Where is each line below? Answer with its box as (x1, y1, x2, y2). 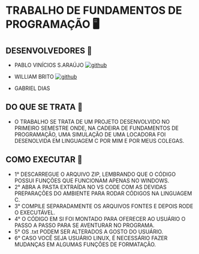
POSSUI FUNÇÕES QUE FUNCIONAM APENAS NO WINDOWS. (14, 177, 170, 184)
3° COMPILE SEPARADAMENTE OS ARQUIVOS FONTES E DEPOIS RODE (14, 202, 194, 210)
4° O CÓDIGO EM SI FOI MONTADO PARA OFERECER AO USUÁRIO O (14, 215, 186, 222)
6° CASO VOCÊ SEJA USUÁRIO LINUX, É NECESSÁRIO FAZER (14, 234, 168, 241)
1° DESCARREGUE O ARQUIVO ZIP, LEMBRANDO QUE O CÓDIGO (14, 171, 176, 178)
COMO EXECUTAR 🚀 (5, 154, 83, 165)
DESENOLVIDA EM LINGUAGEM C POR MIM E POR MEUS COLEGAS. (14, 137, 185, 144)
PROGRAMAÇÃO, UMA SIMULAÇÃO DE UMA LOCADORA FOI (14, 130, 166, 138)
